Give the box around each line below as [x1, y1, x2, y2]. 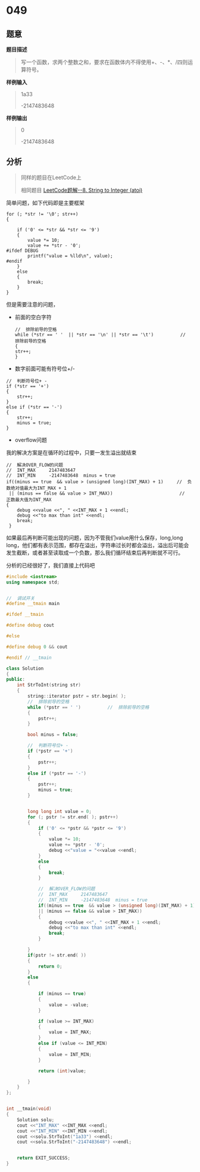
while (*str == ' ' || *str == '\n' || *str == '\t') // [14, 332, 186, 338]
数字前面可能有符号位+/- [14, 365, 76, 372]
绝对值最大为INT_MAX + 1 [10, 485, 67, 491]
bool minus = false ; [27, 732, 79, 738]
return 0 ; [37, 963, 62, 969]
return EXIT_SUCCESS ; [17, 1155, 70, 1161]
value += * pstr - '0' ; [48, 842, 105, 848]
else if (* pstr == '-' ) [27, 770, 86, 777]
